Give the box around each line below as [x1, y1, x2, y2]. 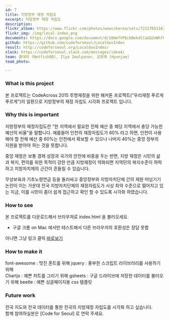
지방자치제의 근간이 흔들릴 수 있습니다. [14, 165, 90, 171]
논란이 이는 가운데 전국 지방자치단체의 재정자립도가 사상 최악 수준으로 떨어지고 [5, 182, 158, 188]
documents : [5, 36, 28, 41]
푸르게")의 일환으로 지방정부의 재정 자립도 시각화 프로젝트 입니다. [5, 98, 132, 104]
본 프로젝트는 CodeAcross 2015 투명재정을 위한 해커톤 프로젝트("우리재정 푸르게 [5, 92, 164, 98]
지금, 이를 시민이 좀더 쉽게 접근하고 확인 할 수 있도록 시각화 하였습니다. [10, 188, 148, 195]
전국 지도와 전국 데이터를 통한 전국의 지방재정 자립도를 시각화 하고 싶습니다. [5, 304, 153, 310]
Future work [5, 292, 36, 299]
